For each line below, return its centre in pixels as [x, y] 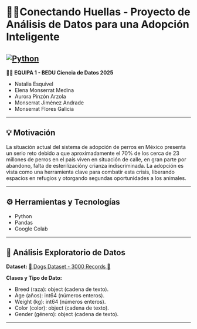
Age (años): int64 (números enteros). [59, 296]
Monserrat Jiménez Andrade [49, 103]
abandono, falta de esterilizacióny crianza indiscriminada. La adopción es [95, 165]
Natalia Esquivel [34, 84]
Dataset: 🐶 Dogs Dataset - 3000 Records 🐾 [58, 267]
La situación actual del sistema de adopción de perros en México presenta [96, 147]
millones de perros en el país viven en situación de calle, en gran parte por [96, 159]
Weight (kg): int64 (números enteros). [60, 302]
